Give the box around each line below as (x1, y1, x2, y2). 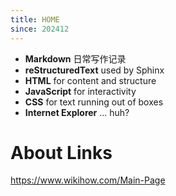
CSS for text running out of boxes (24, 96, 164, 108)
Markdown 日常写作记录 (24, 52, 127, 65)
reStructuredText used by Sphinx (24, 64, 165, 76)
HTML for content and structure (24, 74, 157, 86)
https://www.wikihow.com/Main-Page (10, 174, 166, 186)
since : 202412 (10, 24, 70, 34)
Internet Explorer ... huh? (24, 106, 130, 118)
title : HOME (10, 14, 60, 25)
